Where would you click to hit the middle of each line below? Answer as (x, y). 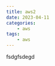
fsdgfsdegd (20, 57)
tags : (13, 34)
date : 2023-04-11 (28, 17)
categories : (21, 23)
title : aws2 (21, 12)
